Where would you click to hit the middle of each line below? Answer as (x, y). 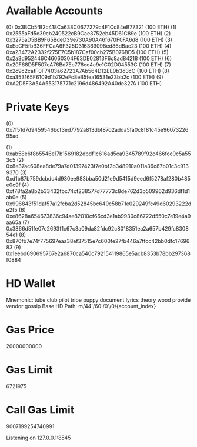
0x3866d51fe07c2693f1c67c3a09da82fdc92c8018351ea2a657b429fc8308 (98, 228)
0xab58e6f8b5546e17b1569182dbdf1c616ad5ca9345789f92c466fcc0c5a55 (98, 154)
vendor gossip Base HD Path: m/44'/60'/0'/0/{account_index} (81, 306)
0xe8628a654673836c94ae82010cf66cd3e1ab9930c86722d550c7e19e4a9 (98, 216)
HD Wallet (31, 284)
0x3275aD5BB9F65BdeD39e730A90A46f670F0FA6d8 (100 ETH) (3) (89, 39)
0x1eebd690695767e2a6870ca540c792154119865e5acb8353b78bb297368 (98, 253)
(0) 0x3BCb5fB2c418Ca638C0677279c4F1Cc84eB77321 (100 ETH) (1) (91, 27)
